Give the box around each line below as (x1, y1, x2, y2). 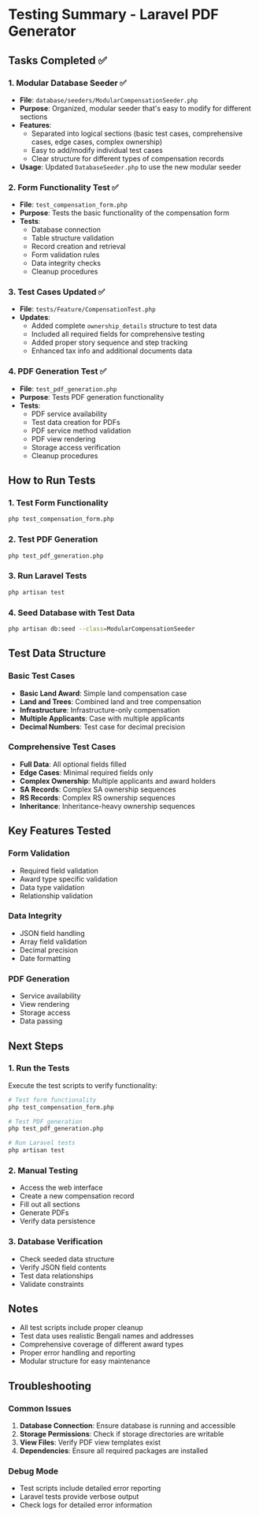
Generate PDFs (19, 1208, 69, 1217)
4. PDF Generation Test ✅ (8, 366, 107, 377)
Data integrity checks (31, 259, 101, 268)
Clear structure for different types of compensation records (31, 154, 224, 163)
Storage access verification (31, 442, 120, 452)
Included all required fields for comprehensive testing (31, 330, 205, 339)
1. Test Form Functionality (8, 498, 109, 509)
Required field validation (19, 866, 98, 875)
